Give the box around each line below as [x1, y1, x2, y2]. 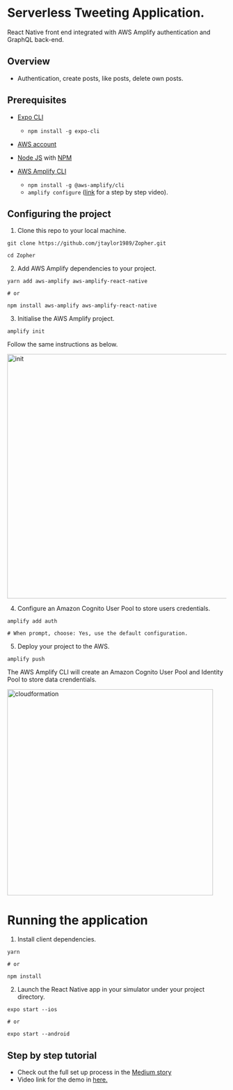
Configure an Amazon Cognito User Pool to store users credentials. [17, 605, 211, 613]
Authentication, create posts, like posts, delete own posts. [17, 74, 184, 82]
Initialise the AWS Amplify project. [17, 315, 115, 323]
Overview [7, 56, 51, 68]
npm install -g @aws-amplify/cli [27, 181, 125, 189]
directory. [17, 992, 45, 1001]
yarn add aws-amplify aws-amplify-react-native [7, 278, 148, 285]
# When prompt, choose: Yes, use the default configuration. [7, 630, 188, 637]
